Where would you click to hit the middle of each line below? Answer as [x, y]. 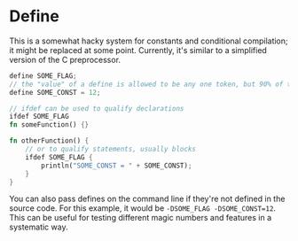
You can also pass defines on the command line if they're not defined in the [147, 199]
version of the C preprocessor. [65, 59]
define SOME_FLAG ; [43, 76]
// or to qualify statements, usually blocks [111, 149]
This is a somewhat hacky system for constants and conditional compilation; [149, 41]
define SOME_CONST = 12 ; [55, 92]
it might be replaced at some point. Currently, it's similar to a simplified [138, 50]
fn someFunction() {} [49, 125]
